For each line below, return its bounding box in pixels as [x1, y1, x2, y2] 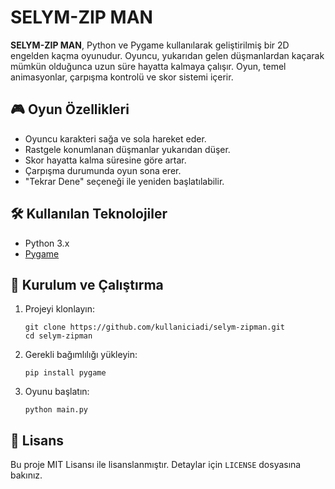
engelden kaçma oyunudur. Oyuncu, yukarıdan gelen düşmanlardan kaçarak [10, 49, 325, 61]
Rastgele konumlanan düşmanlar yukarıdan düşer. [24, 143, 231, 155]
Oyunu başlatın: [24, 386, 90, 398]
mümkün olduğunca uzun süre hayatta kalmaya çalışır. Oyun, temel [10, 60, 287, 72]
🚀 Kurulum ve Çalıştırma [10, 276, 164, 293]
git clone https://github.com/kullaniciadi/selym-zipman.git [24, 322, 286, 333]
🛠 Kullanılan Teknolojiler [10, 206, 168, 223]
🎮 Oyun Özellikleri [10, 101, 130, 118]
